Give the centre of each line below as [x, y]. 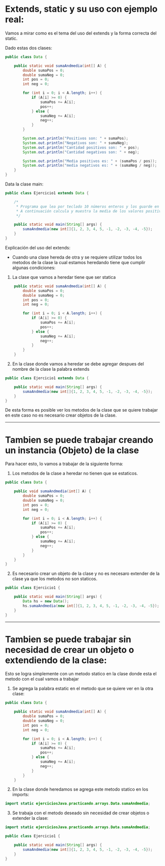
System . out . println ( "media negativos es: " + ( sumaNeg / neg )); [90, 166]
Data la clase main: [24, 184]
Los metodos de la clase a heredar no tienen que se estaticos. [75, 474]
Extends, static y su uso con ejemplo [82, 9]
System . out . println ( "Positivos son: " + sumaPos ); [76, 139]
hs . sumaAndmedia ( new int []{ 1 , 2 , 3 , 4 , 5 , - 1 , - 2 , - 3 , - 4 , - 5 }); [91, 606]
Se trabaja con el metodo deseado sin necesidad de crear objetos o [81, 813]
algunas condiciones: [34, 268]
